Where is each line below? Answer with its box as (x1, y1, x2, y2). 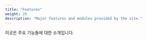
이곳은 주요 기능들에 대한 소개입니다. (5, 30, 74, 36)
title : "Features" (5, 7, 42, 12)
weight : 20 (5, 12, 27, 16)
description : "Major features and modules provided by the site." (5, 16, 143, 21)
